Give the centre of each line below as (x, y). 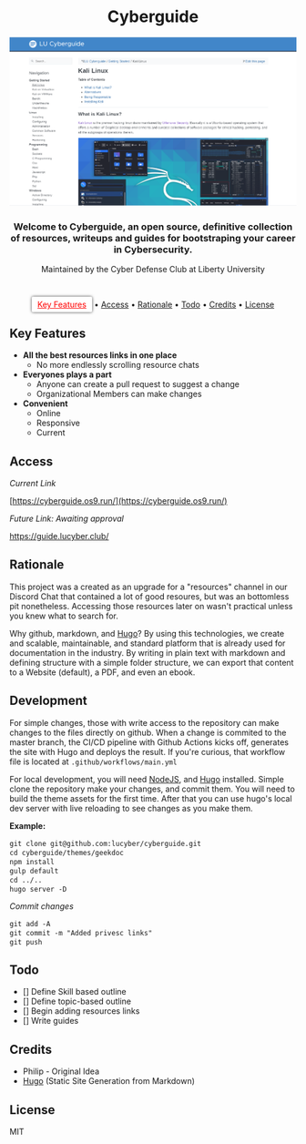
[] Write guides (51, 1021)
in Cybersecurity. (153, 250)
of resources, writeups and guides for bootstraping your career (153, 238)
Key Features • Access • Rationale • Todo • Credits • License (156, 305)
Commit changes (42, 906)
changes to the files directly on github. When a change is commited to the (148, 732)
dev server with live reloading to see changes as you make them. (131, 808)
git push (26, 942)
